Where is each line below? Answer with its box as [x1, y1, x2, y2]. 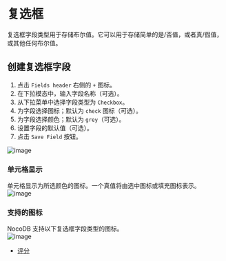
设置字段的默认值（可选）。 [17, 123, 93, 132]
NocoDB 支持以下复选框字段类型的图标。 [7, 225, 123, 233]
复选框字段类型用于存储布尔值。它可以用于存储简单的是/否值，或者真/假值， [7, 30, 223, 39]
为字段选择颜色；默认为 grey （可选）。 [17, 115, 125, 123]
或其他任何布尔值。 [7, 39, 62, 47]
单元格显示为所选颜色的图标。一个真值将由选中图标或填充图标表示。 [7, 182, 201, 190]
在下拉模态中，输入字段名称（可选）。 [17, 89, 123, 97]
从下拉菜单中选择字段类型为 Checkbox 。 [17, 98, 129, 106]
